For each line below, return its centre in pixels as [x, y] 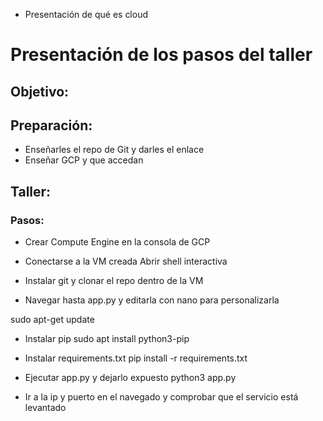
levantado [45, 408]
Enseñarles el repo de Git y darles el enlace [114, 150]
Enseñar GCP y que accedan [84, 160]
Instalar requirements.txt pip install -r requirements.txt [136, 358]
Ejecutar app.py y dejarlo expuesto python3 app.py [130, 378]
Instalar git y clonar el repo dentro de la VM [114, 281]
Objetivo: [40, 91]
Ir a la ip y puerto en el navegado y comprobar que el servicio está [161, 397]
